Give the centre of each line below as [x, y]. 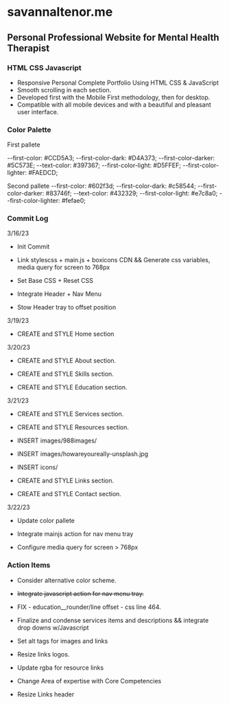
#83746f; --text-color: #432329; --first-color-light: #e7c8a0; [132, 193]
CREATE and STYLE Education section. [72, 387]
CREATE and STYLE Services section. [70, 414]
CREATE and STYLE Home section [65, 334]
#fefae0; [74, 201]
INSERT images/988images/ [57, 440]
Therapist [28, 48]
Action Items [29, 565]
